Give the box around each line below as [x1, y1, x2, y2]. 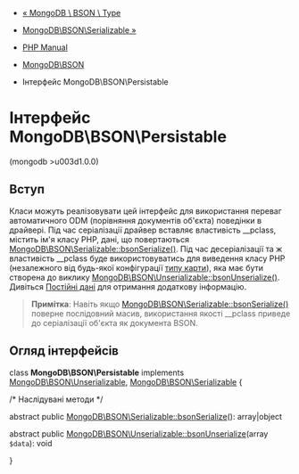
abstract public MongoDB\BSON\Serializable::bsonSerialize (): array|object [9, 411, 283, 421]
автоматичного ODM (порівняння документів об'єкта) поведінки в [9, 215, 262, 225]
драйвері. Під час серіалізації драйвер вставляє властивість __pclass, [9, 225, 277, 235]
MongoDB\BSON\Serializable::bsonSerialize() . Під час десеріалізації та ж [9, 243, 283, 254]
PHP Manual [21, 42, 69, 53]
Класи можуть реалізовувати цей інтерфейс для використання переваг [9, 205, 283, 217]
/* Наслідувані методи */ [9, 394, 104, 405]
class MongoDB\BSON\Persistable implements [9, 367, 185, 378]
